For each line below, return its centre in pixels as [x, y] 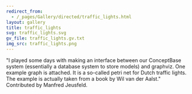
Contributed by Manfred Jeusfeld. [47, 85]
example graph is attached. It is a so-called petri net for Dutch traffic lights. [96, 73]
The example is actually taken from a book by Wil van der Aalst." [83, 78]
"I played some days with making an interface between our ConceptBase [94, 60]
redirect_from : [25, 11]
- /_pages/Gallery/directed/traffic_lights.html [71, 17]
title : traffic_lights [34, 28]
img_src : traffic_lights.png [41, 44]
